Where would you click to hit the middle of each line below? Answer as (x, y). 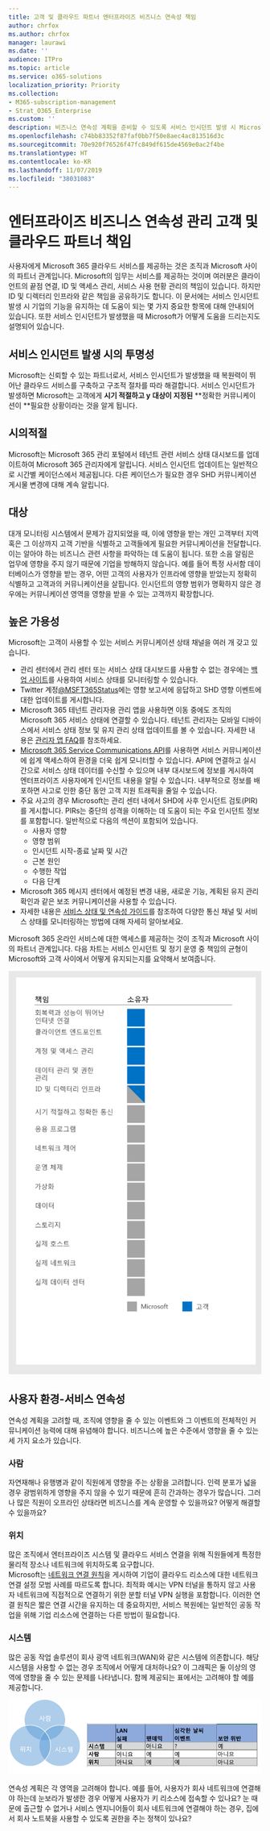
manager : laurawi (37, 43)
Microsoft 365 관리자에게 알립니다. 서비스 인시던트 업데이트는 (133, 464)
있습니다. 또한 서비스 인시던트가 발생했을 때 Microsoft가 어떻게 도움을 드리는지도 (135, 316)
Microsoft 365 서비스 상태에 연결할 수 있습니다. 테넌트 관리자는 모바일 (130, 720)
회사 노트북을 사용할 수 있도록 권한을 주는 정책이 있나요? (104, 1818)
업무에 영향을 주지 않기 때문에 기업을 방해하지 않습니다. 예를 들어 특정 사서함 (127, 564)
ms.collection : (34, 94)
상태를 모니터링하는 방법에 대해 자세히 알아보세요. (106, 922)
